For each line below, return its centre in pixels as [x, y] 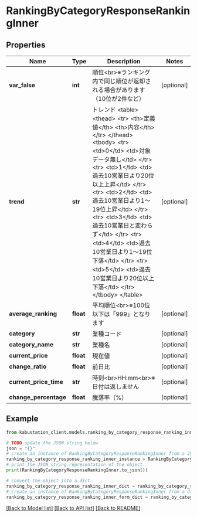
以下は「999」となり [121, 314]
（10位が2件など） [118, 99]
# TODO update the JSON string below [52, 443]
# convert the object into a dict [48, 481]
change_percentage [38, 397]
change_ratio [28, 366]
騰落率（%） [110, 398]
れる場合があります [118, 90]
